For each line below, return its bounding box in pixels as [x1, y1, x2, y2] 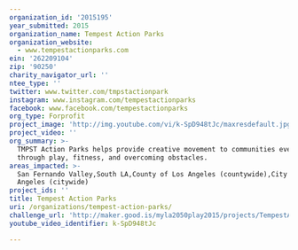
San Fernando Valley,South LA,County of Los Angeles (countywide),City [17, 169, 288, 178]
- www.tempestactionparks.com [17, 46, 129, 55]
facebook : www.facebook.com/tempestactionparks [9, 104, 189, 113]
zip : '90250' [9, 63, 58, 72]
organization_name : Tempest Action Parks [9, 29, 165, 38]
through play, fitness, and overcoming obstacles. [17, 152, 208, 162]
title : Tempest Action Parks [9, 194, 117, 204]
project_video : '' [9, 129, 77, 137]
